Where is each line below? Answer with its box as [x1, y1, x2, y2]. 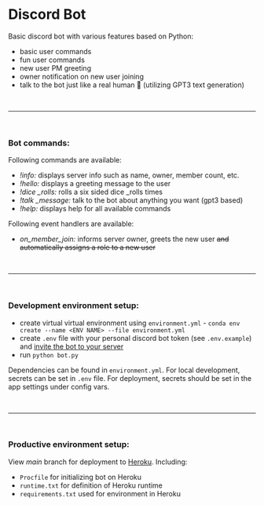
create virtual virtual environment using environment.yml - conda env [19, 318, 240, 328]
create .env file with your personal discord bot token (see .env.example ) [19, 333, 252, 342]
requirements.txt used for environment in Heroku [19, 489, 181, 498]
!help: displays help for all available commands [19, 204, 171, 214]
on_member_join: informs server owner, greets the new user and [19, 234, 229, 244]
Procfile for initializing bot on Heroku [19, 472, 142, 481]
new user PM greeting [19, 63, 92, 72]
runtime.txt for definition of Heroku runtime [19, 481, 163, 490]
